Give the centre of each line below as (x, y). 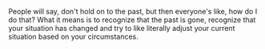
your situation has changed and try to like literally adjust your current (122, 28)
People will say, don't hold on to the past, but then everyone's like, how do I (133, 11)
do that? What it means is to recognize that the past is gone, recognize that (132, 20)
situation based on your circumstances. (73, 36)
